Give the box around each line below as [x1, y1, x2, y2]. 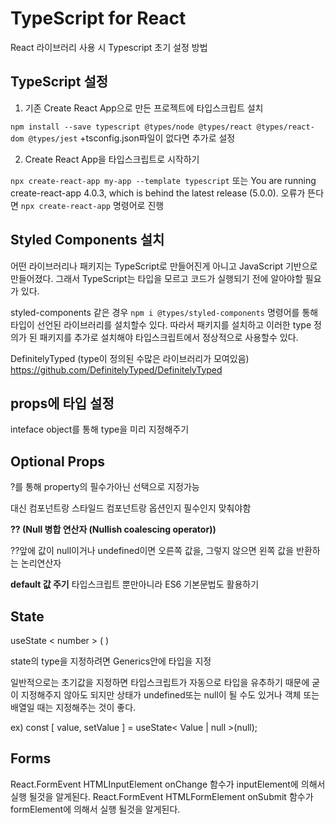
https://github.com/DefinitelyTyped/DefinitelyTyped [10, 363, 223, 376]
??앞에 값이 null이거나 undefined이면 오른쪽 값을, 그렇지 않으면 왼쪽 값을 [10, 545, 295, 557]
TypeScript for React [10, 7, 187, 30]
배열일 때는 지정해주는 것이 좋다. [10, 702, 137, 713]
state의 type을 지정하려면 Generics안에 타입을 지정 [10, 655, 212, 667]
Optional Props [10, 453, 106, 470]
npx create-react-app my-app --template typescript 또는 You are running [10, 174, 317, 186]
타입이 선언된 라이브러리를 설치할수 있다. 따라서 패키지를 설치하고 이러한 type [10, 318, 312, 331]
